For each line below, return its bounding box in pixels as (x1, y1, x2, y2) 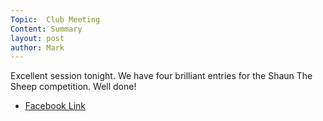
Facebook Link (24, 100, 86, 112)
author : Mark (10, 42, 65, 53)
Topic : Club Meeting (10, 14, 101, 25)
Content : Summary (10, 24, 83, 34)
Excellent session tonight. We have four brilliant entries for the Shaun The (10, 70, 313, 82)
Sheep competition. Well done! (10, 81, 137, 93)
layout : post (10, 33, 65, 43)
